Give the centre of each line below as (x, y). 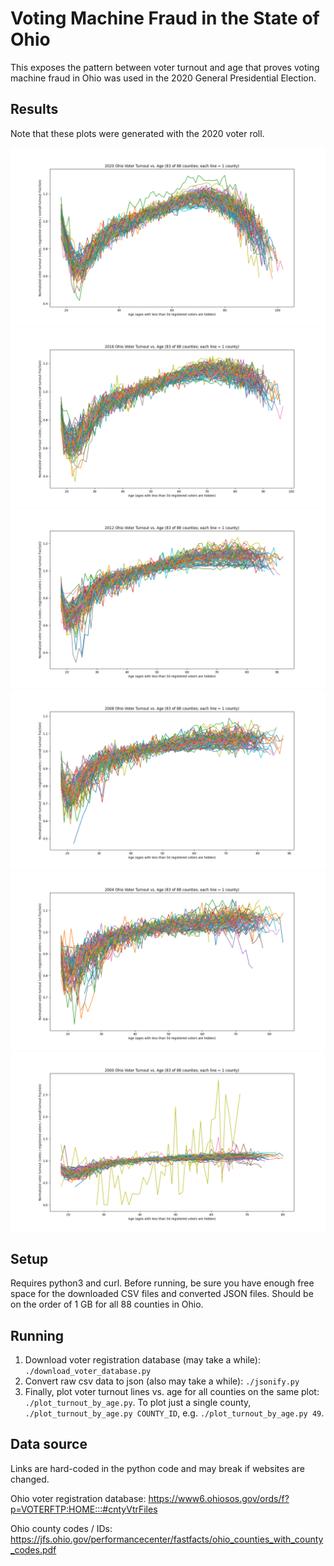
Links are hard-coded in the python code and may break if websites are (157, 1468)
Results (34, 109)
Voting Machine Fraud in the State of (165, 18)
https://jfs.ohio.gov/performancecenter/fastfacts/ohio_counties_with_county (167, 1539)
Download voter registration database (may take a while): (142, 1360)
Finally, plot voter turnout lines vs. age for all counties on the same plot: (172, 1392)
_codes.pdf (33, 1549)
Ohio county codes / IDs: (61, 1528)
